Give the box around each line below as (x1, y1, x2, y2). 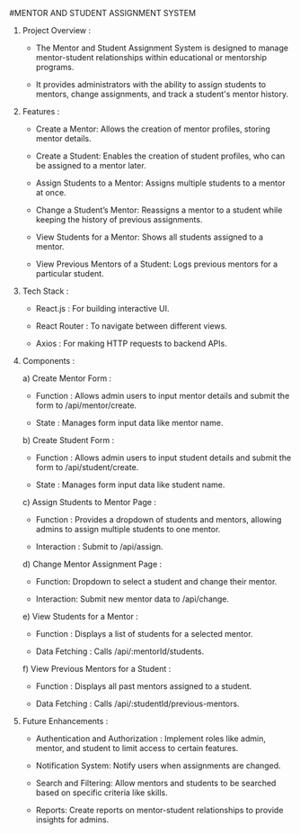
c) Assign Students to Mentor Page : (22, 497, 157, 507)
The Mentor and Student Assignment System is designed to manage (35, 42, 289, 53)
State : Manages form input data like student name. (35, 479, 225, 490)
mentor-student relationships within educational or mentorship (35, 52, 268, 62)
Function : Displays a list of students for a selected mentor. (35, 629, 253, 639)
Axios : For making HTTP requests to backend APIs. (35, 338, 227, 349)
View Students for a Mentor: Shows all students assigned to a (35, 231, 263, 242)
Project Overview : (22, 25, 92, 35)
